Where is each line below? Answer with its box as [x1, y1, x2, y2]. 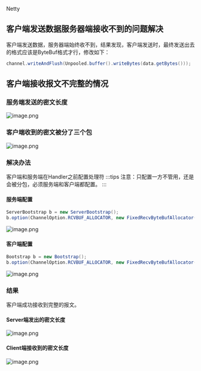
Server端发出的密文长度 [6, 316, 66, 323]
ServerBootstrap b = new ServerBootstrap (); [6, 210, 119, 216]
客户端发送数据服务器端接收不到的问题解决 [6, 24, 163, 34]
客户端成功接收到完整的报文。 [6, 301, 80, 309]
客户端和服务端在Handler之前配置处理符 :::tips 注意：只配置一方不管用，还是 [6, 173, 194, 180]
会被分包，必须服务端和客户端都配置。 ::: [6, 180, 107, 188]
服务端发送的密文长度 [6, 98, 68, 106]
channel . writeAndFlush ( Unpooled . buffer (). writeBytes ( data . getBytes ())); [6, 60, 191, 67]
